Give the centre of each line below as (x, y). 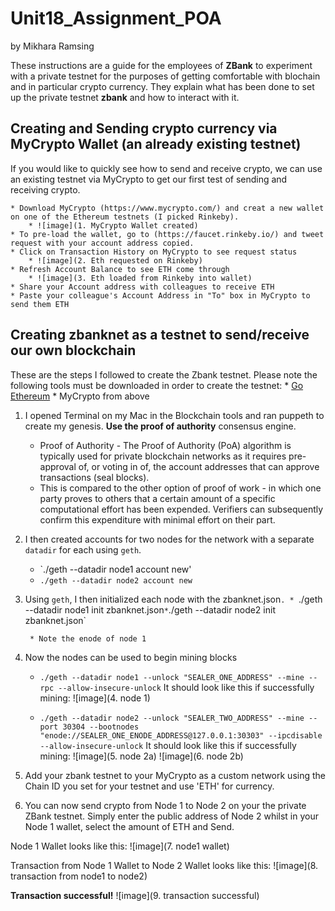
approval (58, 466)
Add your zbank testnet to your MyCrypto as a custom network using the (175, 775)
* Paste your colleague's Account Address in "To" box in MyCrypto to (160, 295)
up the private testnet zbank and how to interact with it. (125, 97)
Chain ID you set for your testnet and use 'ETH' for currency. (149, 786)
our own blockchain (73, 350)
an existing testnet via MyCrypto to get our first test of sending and (149, 179)
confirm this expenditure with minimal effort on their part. (157, 519)
